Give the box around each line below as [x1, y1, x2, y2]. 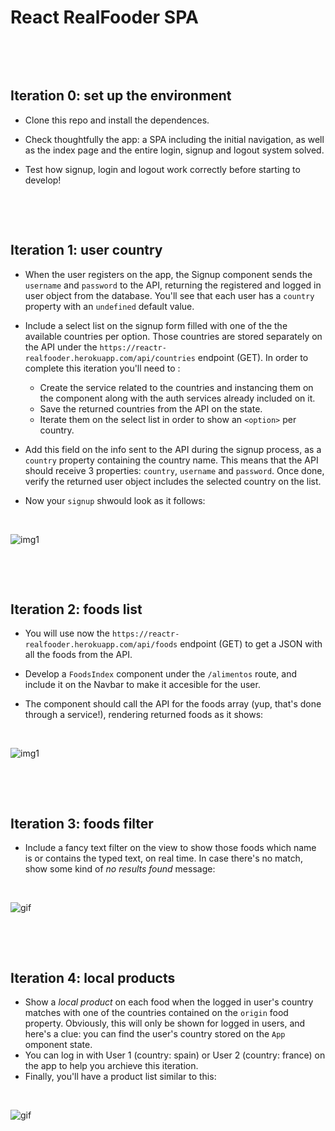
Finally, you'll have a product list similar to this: [24, 1071, 217, 1082]
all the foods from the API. [24, 649, 133, 661]
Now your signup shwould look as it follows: [24, 494, 206, 506]
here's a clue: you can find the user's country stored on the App [24, 1028, 286, 1040]
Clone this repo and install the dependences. [24, 114, 210, 126]
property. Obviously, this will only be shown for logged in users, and [24, 1017, 306, 1029]
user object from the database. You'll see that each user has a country [24, 289, 315, 301]
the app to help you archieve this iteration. [24, 1060, 199, 1071]
